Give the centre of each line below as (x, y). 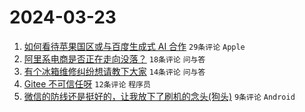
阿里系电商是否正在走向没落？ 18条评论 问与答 (114, 58)
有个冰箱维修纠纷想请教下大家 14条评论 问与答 (114, 71)
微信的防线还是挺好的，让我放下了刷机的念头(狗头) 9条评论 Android (159, 96)
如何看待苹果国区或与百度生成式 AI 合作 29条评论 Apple (134, 46)
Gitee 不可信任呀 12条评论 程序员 (87, 83)
